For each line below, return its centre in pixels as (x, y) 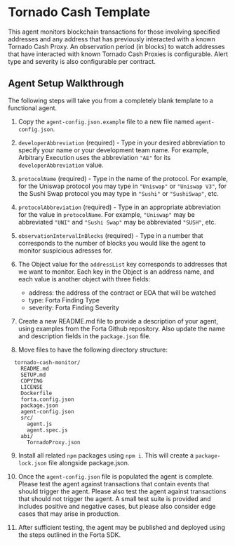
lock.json (33, 463)
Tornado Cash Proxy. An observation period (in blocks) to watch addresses (116, 46)
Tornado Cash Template (79, 12)
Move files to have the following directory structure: (93, 349)
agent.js (39, 424)
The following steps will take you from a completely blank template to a (110, 100)
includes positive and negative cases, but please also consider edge (117, 506)
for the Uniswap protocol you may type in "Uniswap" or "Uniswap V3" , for (122, 186)
